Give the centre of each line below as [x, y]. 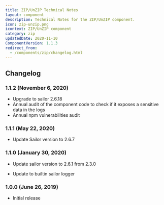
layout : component [25, 15]
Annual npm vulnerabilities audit [46, 115]
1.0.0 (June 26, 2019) [32, 187]
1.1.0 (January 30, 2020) [36, 152]
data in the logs [29, 110]
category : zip [20, 34]
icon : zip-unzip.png [27, 24]
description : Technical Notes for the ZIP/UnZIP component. [70, 19]
